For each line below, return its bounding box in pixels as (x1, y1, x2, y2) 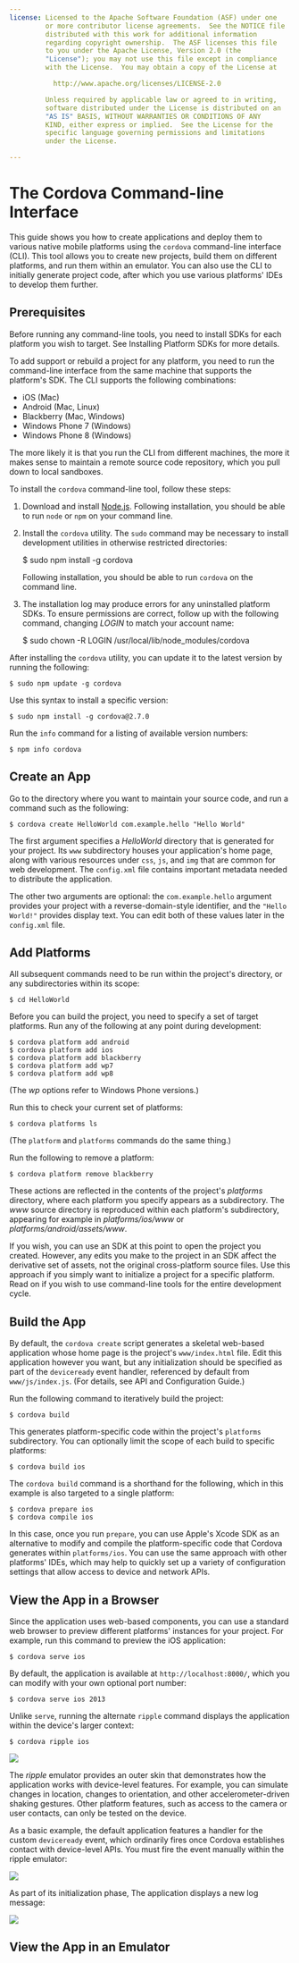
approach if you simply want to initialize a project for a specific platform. (9, 1269, 275, 1280)
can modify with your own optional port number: (9, 1678, 187, 1688)
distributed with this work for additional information (45, 29, 257, 38)
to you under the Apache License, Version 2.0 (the (45, 46, 242, 55)
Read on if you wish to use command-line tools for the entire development (9, 1279, 282, 1290)
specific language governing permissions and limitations (45, 129, 266, 138)
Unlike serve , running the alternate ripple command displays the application (9, 1711, 290, 1721)
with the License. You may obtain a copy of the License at (45, 63, 278, 72)
